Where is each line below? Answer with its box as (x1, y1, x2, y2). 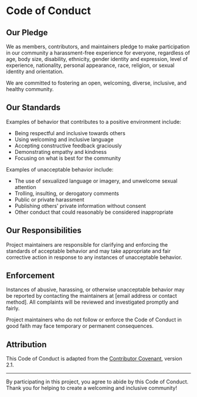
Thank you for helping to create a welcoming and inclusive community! (6, 385, 178, 392)
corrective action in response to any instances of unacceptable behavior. (6, 254, 182, 261)
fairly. (6, 305, 20, 312)
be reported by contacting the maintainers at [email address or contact (6, 292, 177, 300)
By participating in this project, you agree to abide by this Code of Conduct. (6, 378, 189, 385)
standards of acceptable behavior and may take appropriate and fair (6, 247, 171, 254)
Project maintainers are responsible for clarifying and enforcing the (6, 241, 168, 248)
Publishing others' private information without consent (14, 202, 146, 209)
